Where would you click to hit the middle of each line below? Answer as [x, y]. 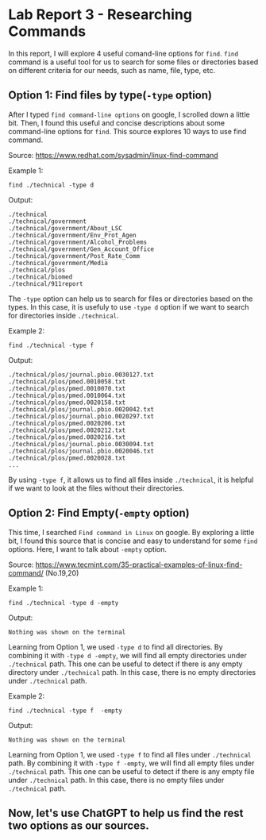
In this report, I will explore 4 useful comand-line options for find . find [123, 53]
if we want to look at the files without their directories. [96, 488]
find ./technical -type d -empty [64, 603]
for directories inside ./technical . [64, 315]
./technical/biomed [40, 277]
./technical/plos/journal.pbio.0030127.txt [81, 375]
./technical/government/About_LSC [66, 228]
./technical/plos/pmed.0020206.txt [67, 423]
